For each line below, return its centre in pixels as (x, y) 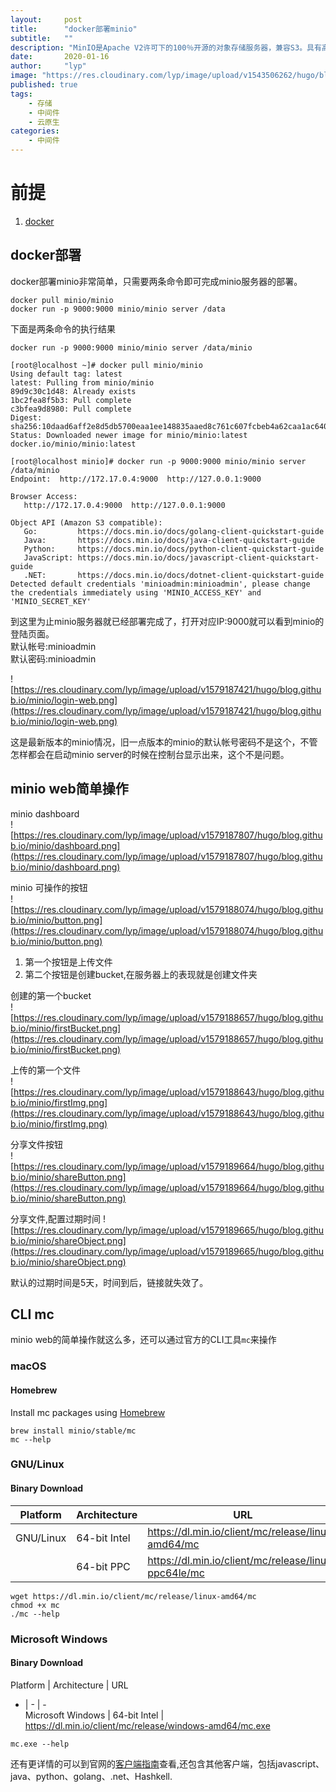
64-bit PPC (103, 1566)
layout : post (46, 19)
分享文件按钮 (36, 1144)
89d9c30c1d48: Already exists (73, 391)
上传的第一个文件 (45, 1070)
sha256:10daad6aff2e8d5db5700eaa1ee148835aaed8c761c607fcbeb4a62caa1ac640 (169, 426)
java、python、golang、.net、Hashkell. (91, 1776)
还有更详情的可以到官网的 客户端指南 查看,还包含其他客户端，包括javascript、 (167, 1763)
